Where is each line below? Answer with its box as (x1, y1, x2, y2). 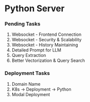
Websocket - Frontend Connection (11, 31, 82, 37)
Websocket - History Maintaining (11, 42, 78, 48)
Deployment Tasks (4, 70, 50, 76)
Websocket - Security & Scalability (11, 37, 82, 43)
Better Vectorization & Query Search (11, 57, 85, 64)
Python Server (4, 3, 65, 14)
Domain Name (11, 81, 41, 87)
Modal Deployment (11, 91, 50, 97)
